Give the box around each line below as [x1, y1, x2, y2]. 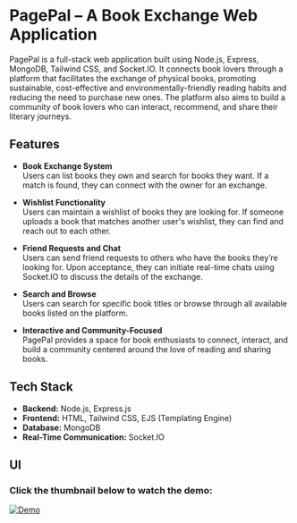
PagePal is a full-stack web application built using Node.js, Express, [9, 54, 259, 64]
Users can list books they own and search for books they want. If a [21, 170, 269, 181]
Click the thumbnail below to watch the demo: [9, 484, 213, 496]
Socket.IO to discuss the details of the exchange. [21, 271, 203, 282]
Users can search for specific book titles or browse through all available [21, 298, 288, 308]
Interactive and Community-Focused [21, 325, 163, 335]
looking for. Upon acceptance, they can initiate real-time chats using [21, 261, 275, 273]
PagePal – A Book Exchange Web [9, 5, 258, 26]
